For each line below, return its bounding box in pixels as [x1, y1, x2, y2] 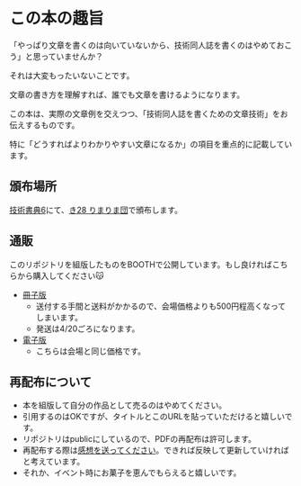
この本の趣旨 [9, 8, 105, 29]
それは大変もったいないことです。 [9, 69, 135, 81]
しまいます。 [35, 311, 84, 322]
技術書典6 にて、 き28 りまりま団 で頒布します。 [9, 204, 182, 215]
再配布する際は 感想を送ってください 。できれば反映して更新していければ [22, 445, 289, 455]
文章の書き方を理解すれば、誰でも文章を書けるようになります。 [9, 89, 245, 100]
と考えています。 [22, 456, 85, 467]
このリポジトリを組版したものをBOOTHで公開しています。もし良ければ [9, 258, 272, 270]
